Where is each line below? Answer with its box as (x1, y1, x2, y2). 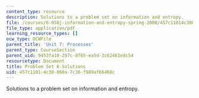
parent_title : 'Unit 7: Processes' (6, 42, 94, 48)
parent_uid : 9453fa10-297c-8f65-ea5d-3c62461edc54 (6, 53, 134, 58)
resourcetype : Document (6, 58, 65, 64)
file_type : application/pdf (6, 25, 76, 31)
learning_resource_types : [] (6, 31, 78, 37)
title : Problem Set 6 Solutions (6, 63, 86, 70)
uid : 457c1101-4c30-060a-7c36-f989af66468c (6, 69, 115, 75)
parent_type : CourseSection (6, 47, 76, 53)
